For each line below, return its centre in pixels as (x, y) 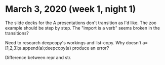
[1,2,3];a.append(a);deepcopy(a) (38, 48)
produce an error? (91, 48)
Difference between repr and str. (38, 57)
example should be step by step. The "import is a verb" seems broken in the (82, 28)
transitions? (17, 33)
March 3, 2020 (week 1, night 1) (70, 9)
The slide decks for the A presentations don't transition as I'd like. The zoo (81, 23)
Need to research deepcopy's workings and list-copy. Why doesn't (73, 42)
